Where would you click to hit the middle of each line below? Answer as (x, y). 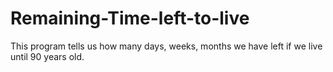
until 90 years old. (47, 56)
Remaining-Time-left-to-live (130, 18)
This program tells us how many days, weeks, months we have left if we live (166, 46)
